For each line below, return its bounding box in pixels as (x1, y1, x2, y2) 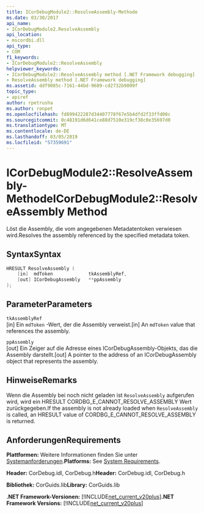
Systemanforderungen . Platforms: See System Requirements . (6, 457, 161, 465)
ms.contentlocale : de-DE (6, 128, 70, 134)
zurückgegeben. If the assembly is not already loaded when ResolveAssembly (6, 404, 199, 412)
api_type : (6, 43, 32, 49)
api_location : (6, 32, 43, 38)
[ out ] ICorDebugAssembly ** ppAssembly (17, 277, 122, 283)
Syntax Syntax (6, 249, 62, 260)
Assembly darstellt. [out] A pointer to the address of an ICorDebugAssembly (6, 351, 197, 358)
